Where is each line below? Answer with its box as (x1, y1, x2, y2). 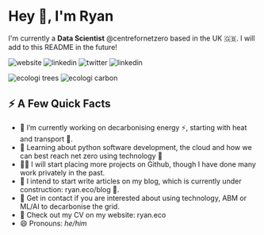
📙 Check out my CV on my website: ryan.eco (19, 210, 166, 219)
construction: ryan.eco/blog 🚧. (19, 184, 120, 194)
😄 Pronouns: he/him (19, 218, 87, 228)
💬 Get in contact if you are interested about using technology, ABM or (19, 193, 247, 202)
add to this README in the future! (8, 42, 117, 52)
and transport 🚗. (19, 134, 74, 144)
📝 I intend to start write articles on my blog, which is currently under (19, 176, 242, 186)
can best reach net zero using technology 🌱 (19, 151, 163, 160)
